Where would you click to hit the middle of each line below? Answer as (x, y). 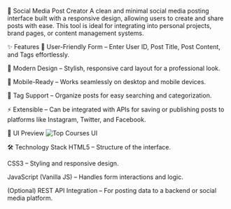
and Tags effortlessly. (38, 55)
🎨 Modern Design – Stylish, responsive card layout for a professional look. (114, 68)
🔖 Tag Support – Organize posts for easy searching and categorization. (110, 95)
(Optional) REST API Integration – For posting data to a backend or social (112, 190)
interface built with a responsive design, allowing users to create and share (115, 18)
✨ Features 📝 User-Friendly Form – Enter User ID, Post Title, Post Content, (114, 47)
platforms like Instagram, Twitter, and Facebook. (77, 120)
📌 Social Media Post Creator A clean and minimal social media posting (108, 11)
